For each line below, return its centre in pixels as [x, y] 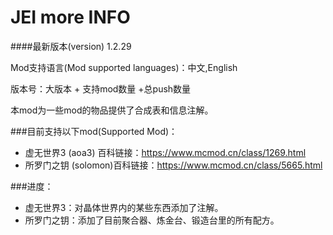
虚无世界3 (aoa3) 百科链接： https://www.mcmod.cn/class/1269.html [165, 152]
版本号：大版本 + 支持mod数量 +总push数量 [101, 88]
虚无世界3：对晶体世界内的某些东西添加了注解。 [124, 207]
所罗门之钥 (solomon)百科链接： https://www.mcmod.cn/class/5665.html [173, 165]
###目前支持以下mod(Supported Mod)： [94, 131]
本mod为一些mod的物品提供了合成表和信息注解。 [112, 110]
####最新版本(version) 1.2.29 [71, 46]
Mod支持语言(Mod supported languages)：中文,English [124, 67]
